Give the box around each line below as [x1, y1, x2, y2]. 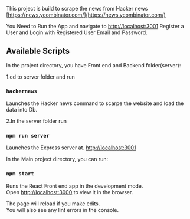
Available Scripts [6, 46, 70, 56]
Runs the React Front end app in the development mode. [6, 182, 143, 189]
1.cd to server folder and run [6, 73, 75, 80]
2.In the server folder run [6, 117, 67, 125]
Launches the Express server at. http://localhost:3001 [6, 144, 137, 151]
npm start [6, 171, 34, 177]
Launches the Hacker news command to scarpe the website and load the [6, 100, 184, 107]
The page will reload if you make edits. [6, 200, 100, 207]
